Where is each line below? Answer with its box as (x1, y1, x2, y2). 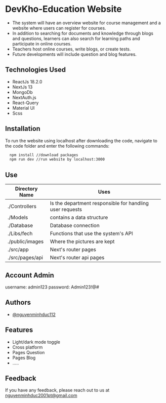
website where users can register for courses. (12, 25, 106, 31)
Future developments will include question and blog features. (12, 51, 137, 57)
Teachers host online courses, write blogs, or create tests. (12, 46, 131, 52)
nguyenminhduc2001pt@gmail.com (5, 393, 78, 399)
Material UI (12, 105, 35, 111)
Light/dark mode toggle (12, 339, 61, 345)
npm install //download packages (9, 152, 79, 158)
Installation (5, 124, 41, 133)
